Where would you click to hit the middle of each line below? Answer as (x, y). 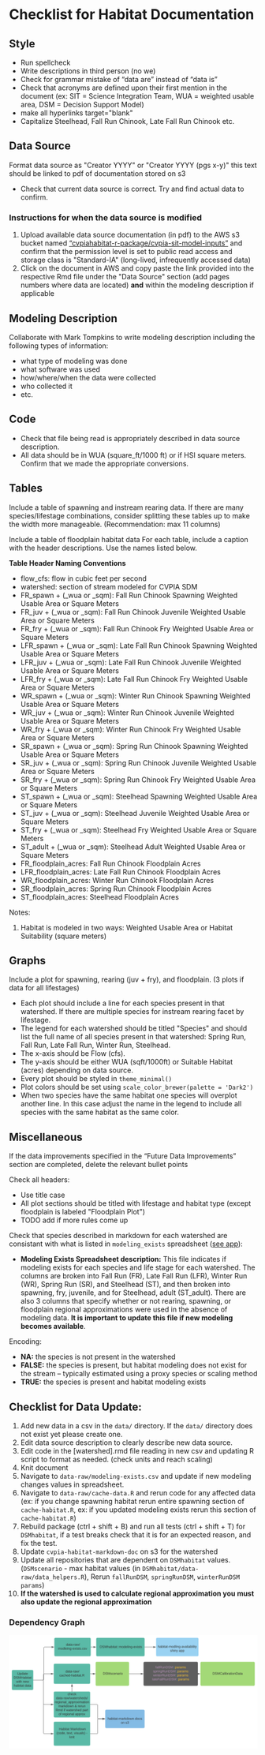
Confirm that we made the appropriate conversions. (104, 463)
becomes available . (53, 1327)
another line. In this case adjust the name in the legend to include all (131, 1104)
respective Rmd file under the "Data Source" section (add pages (125, 277)
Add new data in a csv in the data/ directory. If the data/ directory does (136, 1425)
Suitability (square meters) (63, 936)
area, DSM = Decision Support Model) (82, 105)
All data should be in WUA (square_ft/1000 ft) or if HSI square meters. (133, 455)
